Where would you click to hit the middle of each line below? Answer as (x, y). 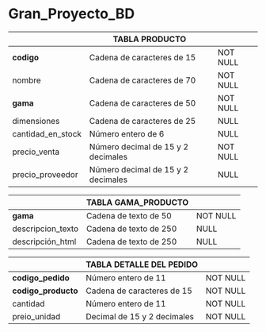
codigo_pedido (41, 277)
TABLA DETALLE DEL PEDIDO (142, 264)
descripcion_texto (46, 229)
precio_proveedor (45, 174)
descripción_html (44, 241)
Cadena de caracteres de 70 (142, 80)
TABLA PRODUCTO (150, 39)
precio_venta (36, 152)
